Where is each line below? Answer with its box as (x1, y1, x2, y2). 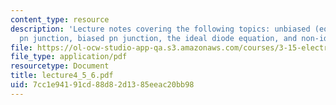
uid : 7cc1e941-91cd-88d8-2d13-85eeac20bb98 (10, 80, 195, 90)
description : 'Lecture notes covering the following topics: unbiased (10, 24, 311, 34)
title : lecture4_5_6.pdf (10, 71, 114, 81)
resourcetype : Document (10, 61, 110, 71)
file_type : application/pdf (10, 52, 128, 62)
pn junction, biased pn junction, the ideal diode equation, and (19, 33, 298, 43)
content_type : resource (10, 14, 110, 25)
